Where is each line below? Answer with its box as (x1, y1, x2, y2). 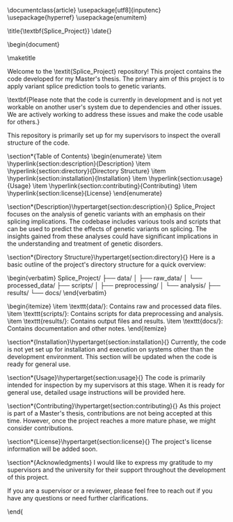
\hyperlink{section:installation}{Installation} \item (7, 174, 147, 182)
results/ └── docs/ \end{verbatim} (7, 289, 107, 296)
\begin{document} (7, 40, 61, 48)
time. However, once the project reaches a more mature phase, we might (7, 417, 216, 425)
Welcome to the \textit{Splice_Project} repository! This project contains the (7, 68, 222, 75)
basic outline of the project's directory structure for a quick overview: (7, 260, 207, 269)
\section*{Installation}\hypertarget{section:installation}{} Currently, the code (7, 338, 227, 346)
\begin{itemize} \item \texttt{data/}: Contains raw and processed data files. (7, 302, 222, 310)
